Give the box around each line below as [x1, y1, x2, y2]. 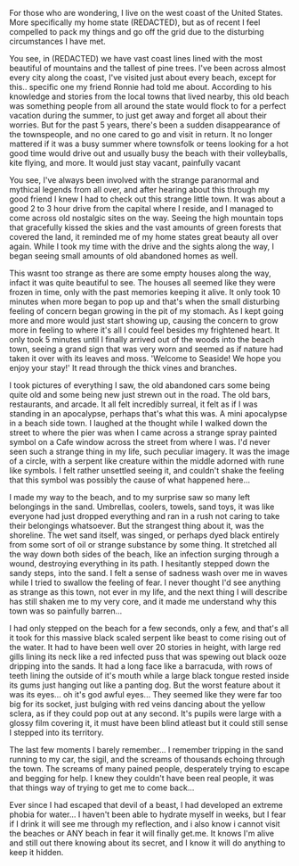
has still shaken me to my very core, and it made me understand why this [9, 597, 278, 606]
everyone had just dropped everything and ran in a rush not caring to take [9, 511, 280, 521]
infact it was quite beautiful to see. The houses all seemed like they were [9, 277, 276, 288]
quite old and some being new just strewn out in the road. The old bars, [9, 390, 271, 400]
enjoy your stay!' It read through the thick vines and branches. [9, 363, 238, 373]
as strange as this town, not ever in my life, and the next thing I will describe [9, 587, 287, 597]
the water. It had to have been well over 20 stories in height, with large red [9, 642, 282, 652]
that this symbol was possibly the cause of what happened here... [9, 474, 251, 485]
